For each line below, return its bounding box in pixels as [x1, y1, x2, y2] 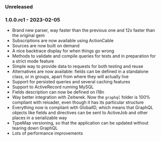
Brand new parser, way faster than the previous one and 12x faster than [12, 28, 155, 33]
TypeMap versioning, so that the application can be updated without [12, 120, 149, 126]
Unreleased [5, 3, 33, 10]
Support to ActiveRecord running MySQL [12, 84, 94, 90]
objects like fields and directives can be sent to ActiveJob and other [12, 110, 148, 116]
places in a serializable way [12, 115, 67, 121]
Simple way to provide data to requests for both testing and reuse [12, 63, 144, 69]
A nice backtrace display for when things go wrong [12, 48, 114, 54]
